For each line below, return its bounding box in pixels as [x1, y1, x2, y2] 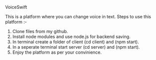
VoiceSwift [5, 4, 27, 10]
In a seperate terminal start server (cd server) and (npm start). [12, 44, 140, 50]
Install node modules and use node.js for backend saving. [12, 34, 131, 39]
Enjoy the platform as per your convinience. [12, 49, 102, 55]
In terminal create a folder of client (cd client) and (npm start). [12, 39, 139, 45]
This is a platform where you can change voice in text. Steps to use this [5, 14, 152, 19]
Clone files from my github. [12, 29, 69, 34]
